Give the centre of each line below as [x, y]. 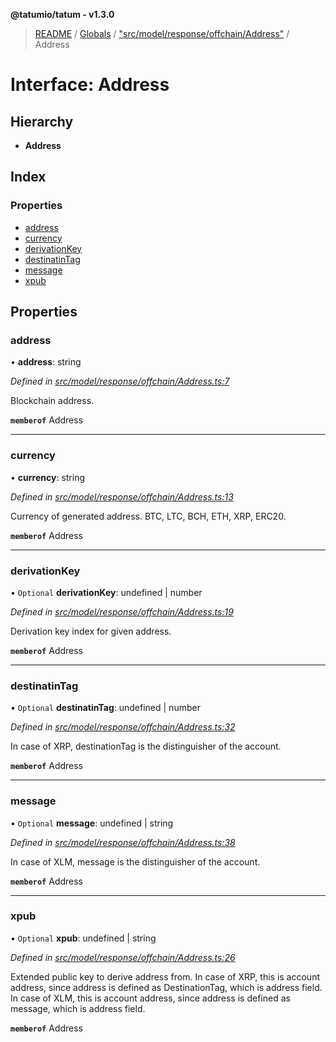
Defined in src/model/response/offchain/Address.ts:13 [122, 496]
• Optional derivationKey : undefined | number [106, 592]
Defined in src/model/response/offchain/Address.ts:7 [120, 381]
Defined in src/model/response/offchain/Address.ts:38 [123, 842]
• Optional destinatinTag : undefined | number [105, 708]
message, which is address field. [78, 1008]
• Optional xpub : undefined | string [83, 938]
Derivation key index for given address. [91, 631]
